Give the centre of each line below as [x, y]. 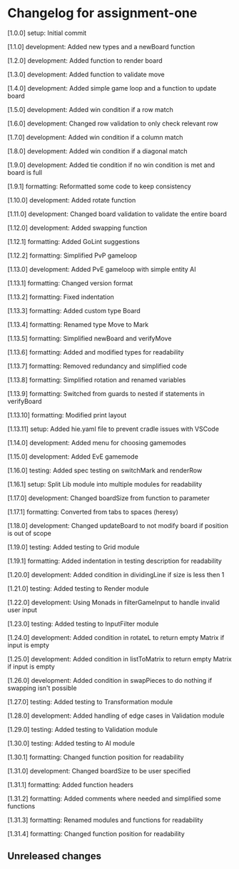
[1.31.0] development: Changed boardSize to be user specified [99, 771]
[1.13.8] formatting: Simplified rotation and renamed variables [97, 380]
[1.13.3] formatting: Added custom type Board [74, 310]
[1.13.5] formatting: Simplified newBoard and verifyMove [90, 338]
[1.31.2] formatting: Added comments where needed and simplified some [114, 798]
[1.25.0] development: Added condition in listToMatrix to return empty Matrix [119, 659]
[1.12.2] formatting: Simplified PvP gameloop [72, 255]
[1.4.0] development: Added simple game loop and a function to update [112, 88]
